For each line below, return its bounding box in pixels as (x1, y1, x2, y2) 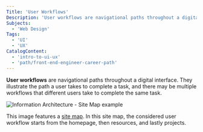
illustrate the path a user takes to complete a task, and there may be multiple (6, 82, 197, 90)
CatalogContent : (6, 48, 47, 54)
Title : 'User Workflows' (6, 8, 69, 15)
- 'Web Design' (11, 25, 50, 32)
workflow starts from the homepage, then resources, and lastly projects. (6, 119, 186, 126)
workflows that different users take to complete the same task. (6, 89, 162, 96)
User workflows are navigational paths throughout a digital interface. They (6, 76, 193, 84)
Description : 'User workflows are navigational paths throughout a (6, 15, 180, 21)
